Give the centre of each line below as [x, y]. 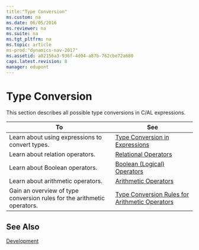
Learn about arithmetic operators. [56, 181]
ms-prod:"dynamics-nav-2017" [42, 50]
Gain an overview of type [44, 191]
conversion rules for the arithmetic [57, 198]
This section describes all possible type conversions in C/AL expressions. [96, 113]
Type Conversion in [142, 137]
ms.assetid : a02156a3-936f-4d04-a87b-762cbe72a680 [70, 56]
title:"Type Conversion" [37, 12]
